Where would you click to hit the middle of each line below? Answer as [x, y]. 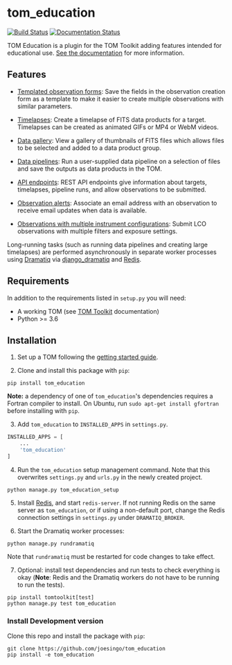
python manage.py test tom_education [62, 603]
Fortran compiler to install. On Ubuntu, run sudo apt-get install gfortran [113, 403]
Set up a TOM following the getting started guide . [88, 357]
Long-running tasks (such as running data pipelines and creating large [108, 244]
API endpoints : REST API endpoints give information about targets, [112, 182]
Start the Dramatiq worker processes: [71, 531]
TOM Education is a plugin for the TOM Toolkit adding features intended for [115, 45]
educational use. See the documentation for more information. [96, 53]
